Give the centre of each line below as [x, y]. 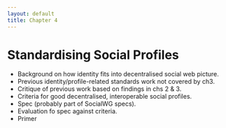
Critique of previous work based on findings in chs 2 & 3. [99, 89]
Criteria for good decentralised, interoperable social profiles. [105, 97]
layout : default [31, 14]
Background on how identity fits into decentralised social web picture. [118, 74]
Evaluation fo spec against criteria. [67, 111]
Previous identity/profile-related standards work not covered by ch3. [116, 82]
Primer [27, 119]
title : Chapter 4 [33, 20]
